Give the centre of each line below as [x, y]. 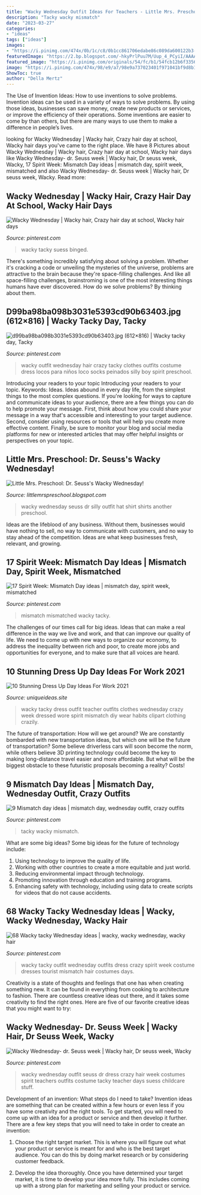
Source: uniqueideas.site [37, 698]
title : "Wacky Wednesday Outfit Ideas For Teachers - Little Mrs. [91, 12]
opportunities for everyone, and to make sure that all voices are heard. [93, 653]
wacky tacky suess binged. [54, 249]
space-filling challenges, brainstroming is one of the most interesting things [99, 280]
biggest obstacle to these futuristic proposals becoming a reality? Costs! [96, 765]
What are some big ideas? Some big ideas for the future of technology [93, 843]
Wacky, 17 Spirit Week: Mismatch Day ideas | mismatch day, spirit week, [95, 165]
